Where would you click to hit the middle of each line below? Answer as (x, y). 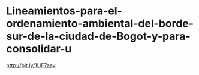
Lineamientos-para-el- (64, 11)
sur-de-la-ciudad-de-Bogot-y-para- (98, 36)
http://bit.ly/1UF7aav (31, 65)
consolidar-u (39, 49)
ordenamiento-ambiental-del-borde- (100, 24)
